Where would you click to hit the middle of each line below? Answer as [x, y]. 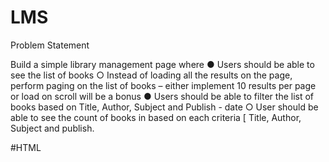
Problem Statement [50, 45]
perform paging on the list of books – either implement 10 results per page [163, 85]
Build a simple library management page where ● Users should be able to [162, 64]
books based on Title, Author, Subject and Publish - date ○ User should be [164, 107]
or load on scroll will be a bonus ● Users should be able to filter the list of [162, 96]
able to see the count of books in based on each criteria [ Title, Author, [156, 117]
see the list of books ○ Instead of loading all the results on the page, [151, 75]
